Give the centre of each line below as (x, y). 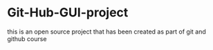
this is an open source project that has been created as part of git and (106, 32)
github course (27, 38)
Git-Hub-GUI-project (68, 13)
